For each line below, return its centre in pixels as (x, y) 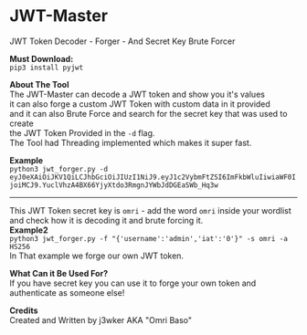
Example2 (29, 230)
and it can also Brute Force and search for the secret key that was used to (148, 113)
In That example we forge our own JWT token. (97, 256)
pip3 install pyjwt (47, 68)
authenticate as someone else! (67, 292)
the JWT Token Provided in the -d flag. (82, 132)
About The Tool (39, 84)
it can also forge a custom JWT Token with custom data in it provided (140, 104)
